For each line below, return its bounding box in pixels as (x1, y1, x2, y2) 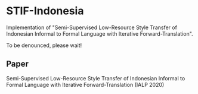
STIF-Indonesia (6, 4, 84, 18)
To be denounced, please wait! (6, 42, 82, 49)
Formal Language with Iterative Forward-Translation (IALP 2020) (6, 81, 165, 88)
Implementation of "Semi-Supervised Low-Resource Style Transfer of (6, 24, 178, 31)
